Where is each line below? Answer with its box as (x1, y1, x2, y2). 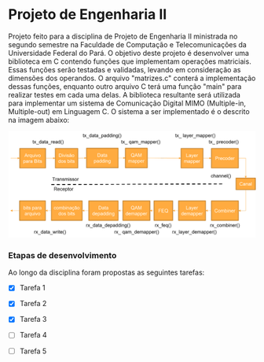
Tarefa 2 (19, 299, 47, 308)
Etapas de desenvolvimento (8, 249, 117, 260)
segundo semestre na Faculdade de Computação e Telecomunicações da (8, 39, 247, 49)
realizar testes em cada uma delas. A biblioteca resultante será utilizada (8, 90, 241, 99)
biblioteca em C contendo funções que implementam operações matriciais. (8, 57, 251, 66)
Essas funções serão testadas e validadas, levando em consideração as (8, 65, 241, 74)
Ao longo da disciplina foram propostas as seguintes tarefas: (8, 268, 205, 277)
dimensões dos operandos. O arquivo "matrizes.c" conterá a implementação (8, 73, 256, 83)
